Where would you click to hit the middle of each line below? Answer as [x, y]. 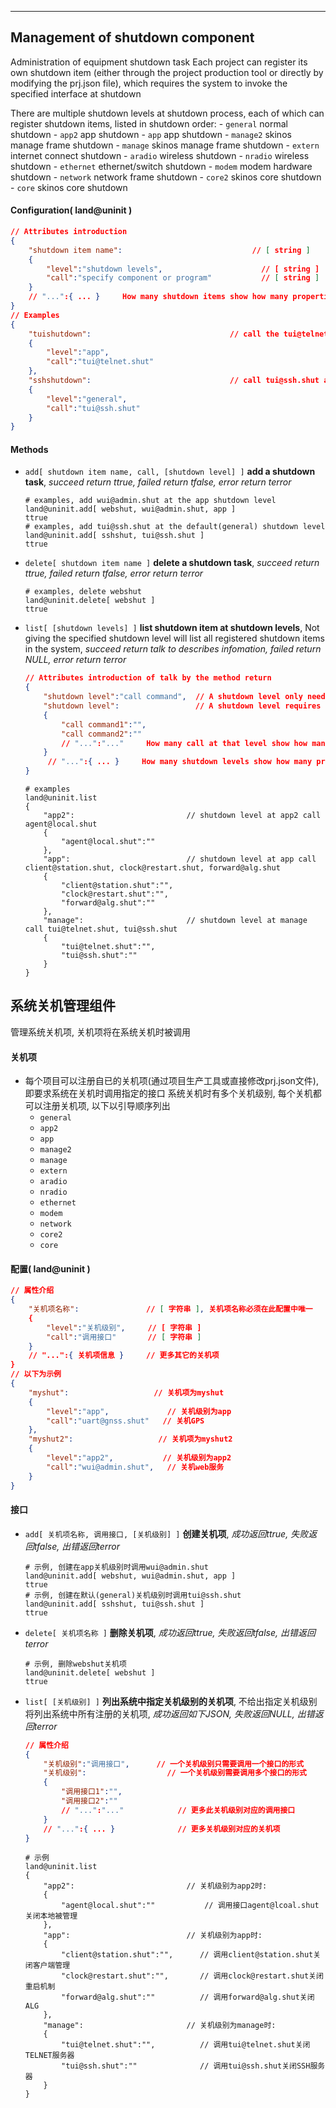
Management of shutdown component [132, 37]
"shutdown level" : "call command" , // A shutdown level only [173, 697]
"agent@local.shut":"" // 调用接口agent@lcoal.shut [190, 1906]
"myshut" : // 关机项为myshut [126, 1392]
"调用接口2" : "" [89, 1801]
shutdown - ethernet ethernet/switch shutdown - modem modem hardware [161, 166]
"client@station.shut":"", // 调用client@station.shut [187, 1955]
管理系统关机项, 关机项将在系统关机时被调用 [100, 1032]
